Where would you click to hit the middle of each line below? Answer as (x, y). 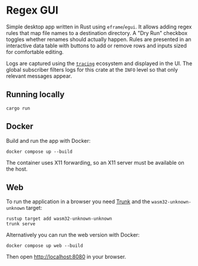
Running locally (35, 94)
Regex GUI (32, 10)
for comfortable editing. (35, 52)
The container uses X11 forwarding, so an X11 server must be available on (95, 162)
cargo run (18, 108)
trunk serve (21, 224)
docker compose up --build (39, 152)
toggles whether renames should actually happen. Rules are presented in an (99, 39)
